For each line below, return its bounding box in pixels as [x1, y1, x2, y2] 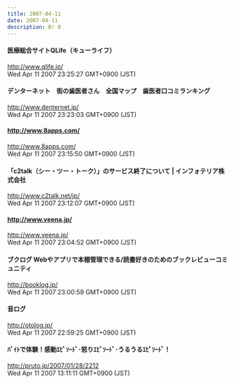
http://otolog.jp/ [7, 321, 53, 329]
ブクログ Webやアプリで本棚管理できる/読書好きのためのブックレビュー [7, 255, 216, 264]
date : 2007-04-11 [7, 17, 58, 24]
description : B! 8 [7, 23, 61, 30]
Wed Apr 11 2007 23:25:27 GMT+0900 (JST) [7, 70, 136, 78]
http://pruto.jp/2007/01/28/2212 [7, 361, 100, 370]
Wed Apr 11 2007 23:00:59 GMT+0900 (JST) [7, 287, 137, 296]
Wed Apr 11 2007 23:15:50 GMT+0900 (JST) [7, 149, 136, 158]
